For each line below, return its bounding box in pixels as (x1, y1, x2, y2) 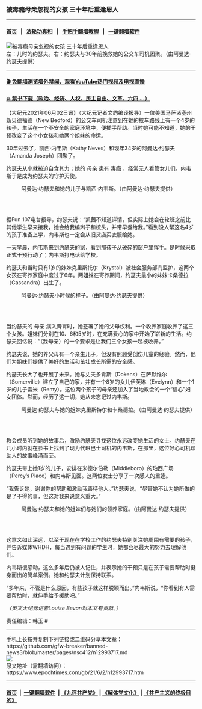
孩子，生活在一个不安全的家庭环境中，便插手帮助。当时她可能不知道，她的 (6, 124, 191, 132)
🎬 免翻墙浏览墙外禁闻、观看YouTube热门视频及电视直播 (6, 78, 145, 85)
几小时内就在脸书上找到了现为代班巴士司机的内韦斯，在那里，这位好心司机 (6, 444, 191, 452)
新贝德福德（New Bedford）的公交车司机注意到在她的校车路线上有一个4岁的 (6, 117, 195, 124)
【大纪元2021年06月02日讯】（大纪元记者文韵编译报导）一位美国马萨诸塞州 (6, 109, 192, 117)
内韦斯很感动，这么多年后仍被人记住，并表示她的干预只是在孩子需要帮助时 (6, 564, 191, 571)
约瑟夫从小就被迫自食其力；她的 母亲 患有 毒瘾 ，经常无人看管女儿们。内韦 (6, 165, 191, 172)
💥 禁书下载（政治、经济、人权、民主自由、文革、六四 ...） (6, 94, 150, 102)
